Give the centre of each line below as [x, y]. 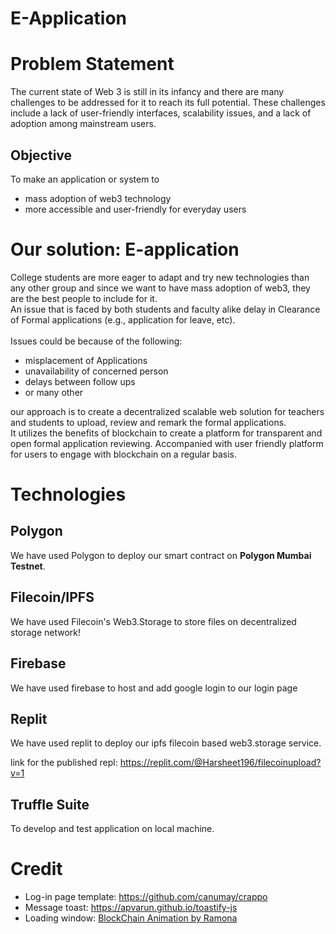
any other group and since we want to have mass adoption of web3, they [160, 288]
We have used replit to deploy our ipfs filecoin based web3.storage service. [166, 743]
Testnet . [28, 566]
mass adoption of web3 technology [98, 198]
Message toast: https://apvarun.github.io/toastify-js [131, 908]
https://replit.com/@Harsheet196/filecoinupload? [220, 763]
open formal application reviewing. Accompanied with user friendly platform [167, 443]
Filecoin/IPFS [52, 597]
